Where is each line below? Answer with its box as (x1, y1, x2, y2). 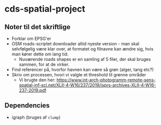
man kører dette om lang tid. (11, 51, 69, 57)
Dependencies (4, 101, 50, 110)
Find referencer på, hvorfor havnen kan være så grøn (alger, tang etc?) (11, 67, 154, 72)
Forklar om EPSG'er (11, 36, 52, 41)
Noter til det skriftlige (4, 23, 71, 31)
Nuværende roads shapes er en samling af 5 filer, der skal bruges (19, 56, 151, 62)
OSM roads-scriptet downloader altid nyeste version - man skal (11, 41, 140, 47)
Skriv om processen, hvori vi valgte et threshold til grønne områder (11, 72, 146, 77)
